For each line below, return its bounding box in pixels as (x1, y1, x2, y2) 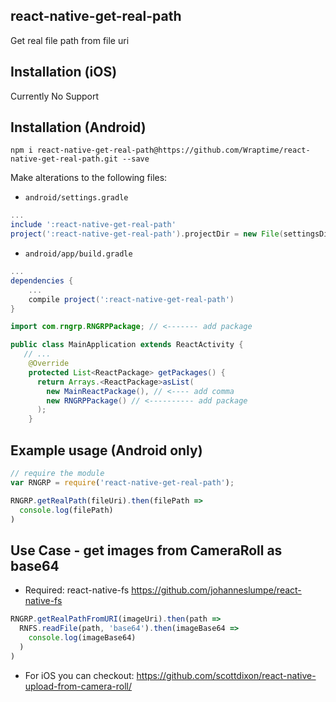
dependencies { (10, 275, 74, 286)
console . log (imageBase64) (28, 632, 137, 643)
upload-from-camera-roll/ (24, 680, 133, 692)
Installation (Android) (10, 119, 147, 136)
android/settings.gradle (24, 193, 129, 203)
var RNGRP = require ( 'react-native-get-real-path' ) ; (10, 477, 235, 488)
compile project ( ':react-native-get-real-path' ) (28, 294, 235, 304)
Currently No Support (10, 90, 100, 102)
